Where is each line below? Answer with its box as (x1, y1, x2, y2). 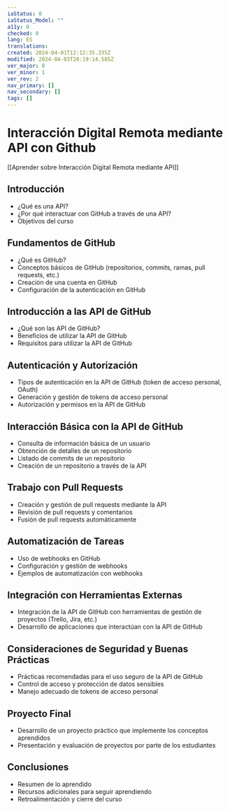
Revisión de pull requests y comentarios (17, 508, 133, 516)
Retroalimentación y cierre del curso (17, 795, 122, 803)
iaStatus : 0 (7, 10, 42, 18)
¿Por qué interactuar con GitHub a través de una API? (17, 209, 171, 218)
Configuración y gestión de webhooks (17, 561, 128, 570)
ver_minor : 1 (7, 69, 45, 76)
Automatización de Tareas (7, 536, 124, 547)
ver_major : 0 (7, 62, 45, 69)
